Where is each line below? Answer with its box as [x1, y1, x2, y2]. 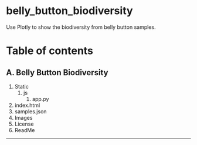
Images [14, 114, 33, 121]
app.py [32, 95, 49, 102]
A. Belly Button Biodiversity [6, 68, 108, 77]
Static [14, 83, 29, 90]
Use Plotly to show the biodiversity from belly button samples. [6, 23, 156, 31]
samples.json [14, 107, 47, 115]
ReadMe [14, 126, 35, 133]
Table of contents [6, 44, 94, 58]
